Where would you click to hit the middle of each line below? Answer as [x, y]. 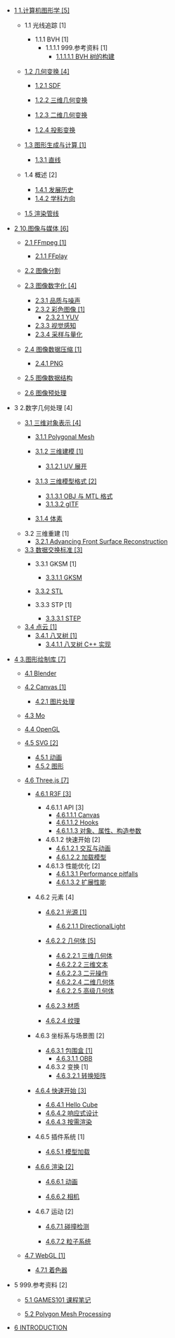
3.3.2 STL [49, 591]
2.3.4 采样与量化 [59, 334]
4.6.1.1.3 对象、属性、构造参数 [99, 831]
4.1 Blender [40, 673]
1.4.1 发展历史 [54, 190]
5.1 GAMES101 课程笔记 [58, 1300]
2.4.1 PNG [49, 363]
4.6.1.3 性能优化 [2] [73, 866]
